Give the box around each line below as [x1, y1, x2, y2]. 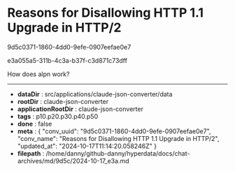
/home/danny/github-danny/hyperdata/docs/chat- [45, 149, 190, 158]
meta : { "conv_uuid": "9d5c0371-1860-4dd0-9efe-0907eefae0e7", [17, 127, 211, 135]
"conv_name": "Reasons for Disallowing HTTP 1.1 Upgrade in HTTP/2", [17, 134, 220, 142]
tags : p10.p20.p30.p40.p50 [17, 112, 99, 120]
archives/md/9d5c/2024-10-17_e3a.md [17, 156, 129, 165]
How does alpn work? [7, 70, 70, 78]
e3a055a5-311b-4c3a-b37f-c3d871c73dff [7, 56, 128, 64]
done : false [17, 119, 52, 128]
